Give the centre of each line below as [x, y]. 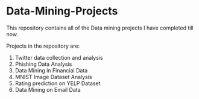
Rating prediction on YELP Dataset [58, 83]
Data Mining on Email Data [48, 89]
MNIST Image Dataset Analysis [53, 77]
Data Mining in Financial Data [51, 70]
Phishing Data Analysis [43, 64]
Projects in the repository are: [43, 46]
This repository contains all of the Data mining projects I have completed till [100, 28]
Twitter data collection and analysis [59, 57]
